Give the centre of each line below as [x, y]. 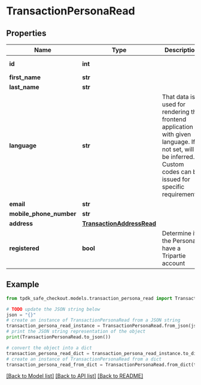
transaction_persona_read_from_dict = [54, 365]
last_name [24, 87]
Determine [176, 233]
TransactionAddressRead [119, 223]
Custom [173, 164]
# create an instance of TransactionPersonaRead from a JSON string [93, 320]
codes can [177, 172]
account [173, 263]
